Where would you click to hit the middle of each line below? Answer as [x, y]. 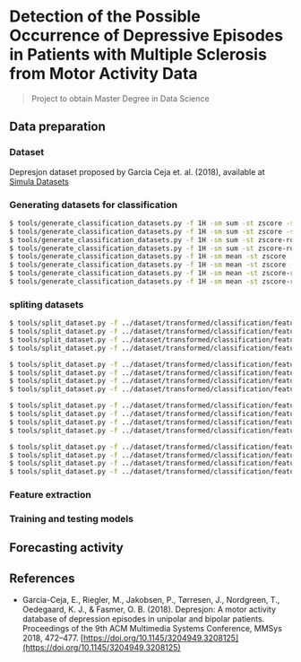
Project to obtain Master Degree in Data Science [120, 98]
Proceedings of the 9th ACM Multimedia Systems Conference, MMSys [152, 629]
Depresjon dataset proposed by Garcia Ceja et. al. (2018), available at [137, 171]
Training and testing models [72, 519]
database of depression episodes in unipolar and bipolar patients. [143, 619]
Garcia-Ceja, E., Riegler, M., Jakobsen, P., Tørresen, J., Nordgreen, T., [151, 600]
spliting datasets [47, 304]
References [42, 578]
